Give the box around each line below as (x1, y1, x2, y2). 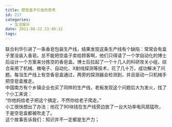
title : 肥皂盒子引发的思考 (5, 7, 56, 13)
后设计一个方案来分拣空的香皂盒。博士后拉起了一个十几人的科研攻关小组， (5, 59, 162, 65)
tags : (5, 31, 17, 36)
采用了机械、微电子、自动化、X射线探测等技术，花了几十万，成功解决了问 (9, 65, 165, 71)
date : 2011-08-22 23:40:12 (5, 27, 63, 32)
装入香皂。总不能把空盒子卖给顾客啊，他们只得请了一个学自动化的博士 (18, 52, 167, 58)
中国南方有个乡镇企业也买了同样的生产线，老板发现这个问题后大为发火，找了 (5, 84, 167, 90)
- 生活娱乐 (10, 22, 30, 27)
